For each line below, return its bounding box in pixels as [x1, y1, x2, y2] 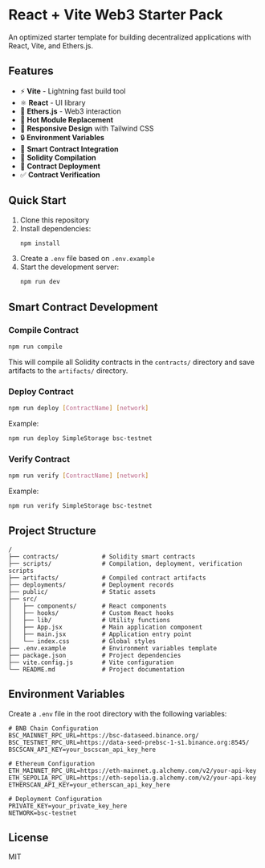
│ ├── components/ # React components [8, 602, 167, 610]
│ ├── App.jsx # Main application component [8, 623, 203, 631]
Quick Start [8, 193, 67, 207]
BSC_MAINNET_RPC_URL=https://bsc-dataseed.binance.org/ [8, 731, 199, 739]
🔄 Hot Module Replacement [19, 114, 114, 124]
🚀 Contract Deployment [19, 161, 100, 171]
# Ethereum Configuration [8, 759, 95, 767]
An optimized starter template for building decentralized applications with [8, 32, 251, 42]
